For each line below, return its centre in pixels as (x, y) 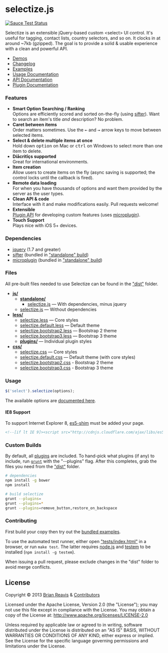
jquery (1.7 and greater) (36, 249)
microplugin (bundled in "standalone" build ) (57, 260)
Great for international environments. (50, 162)
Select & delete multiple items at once (52, 140)
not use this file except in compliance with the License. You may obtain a (80, 610)
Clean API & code (31, 199)
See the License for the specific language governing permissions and (77, 641)
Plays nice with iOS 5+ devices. (45, 225)
